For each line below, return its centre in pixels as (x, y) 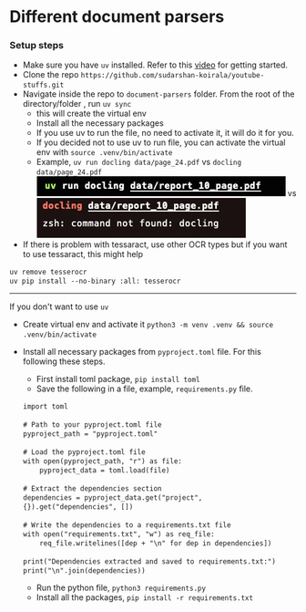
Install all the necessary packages (100, 123)
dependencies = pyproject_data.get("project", (112, 498)
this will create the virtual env (92, 114)
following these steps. (64, 361)
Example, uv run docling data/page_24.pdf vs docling (139, 162)
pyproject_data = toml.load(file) (105, 471)
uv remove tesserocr (49, 272)
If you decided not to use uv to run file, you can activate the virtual (161, 142)
